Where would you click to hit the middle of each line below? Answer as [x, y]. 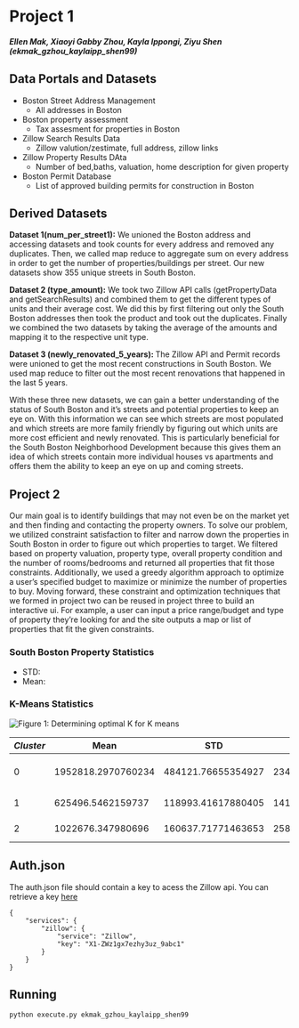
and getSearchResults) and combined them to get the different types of [140, 299]
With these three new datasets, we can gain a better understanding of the [145, 400]
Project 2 [35, 494]
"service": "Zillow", [97, 936]
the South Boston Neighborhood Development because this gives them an [145, 448]
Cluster [30, 745]
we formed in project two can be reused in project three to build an [132, 601]
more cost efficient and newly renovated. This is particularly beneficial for [145, 438]
